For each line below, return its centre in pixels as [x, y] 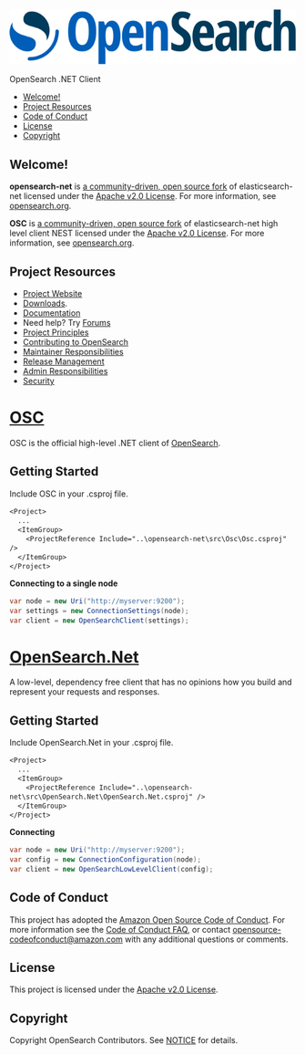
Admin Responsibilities [65, 371]
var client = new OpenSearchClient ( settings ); [99, 621]
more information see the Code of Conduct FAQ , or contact [120, 929]
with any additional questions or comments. [206, 939]
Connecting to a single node [64, 583]
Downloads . [45, 303]
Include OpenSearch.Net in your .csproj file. [91, 743]
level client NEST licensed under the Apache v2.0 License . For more [137, 234]
